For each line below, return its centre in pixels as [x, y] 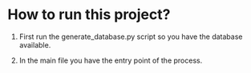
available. [35, 44]
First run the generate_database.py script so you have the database [131, 36]
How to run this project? [89, 15]
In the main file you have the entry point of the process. [111, 60]
